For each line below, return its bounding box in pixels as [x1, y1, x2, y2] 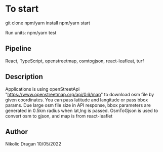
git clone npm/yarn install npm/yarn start [5, 20, 90, 26]
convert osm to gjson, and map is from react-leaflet [5, 112, 113, 119]
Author [5, 127, 28, 136]
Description [5, 72, 43, 81]
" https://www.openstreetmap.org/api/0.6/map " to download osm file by [5, 91, 154, 97]
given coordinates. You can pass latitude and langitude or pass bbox [5, 97, 148, 103]
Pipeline [5, 44, 32, 53]
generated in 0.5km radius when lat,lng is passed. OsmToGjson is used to [5, 107, 158, 113]
